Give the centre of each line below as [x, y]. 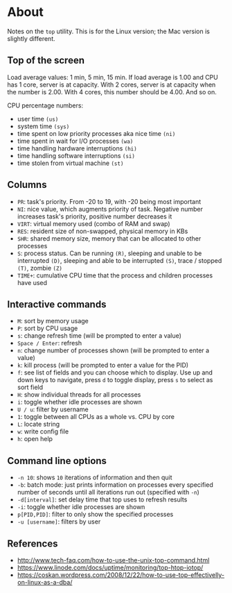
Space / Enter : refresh [50, 343]
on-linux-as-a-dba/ [45, 582]
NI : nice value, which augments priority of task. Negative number [110, 209]
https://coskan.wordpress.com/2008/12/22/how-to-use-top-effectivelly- [121, 575]
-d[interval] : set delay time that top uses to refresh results [102, 499]
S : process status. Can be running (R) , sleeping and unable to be [109, 253]
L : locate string [38, 424]
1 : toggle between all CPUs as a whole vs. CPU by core [96, 417]
